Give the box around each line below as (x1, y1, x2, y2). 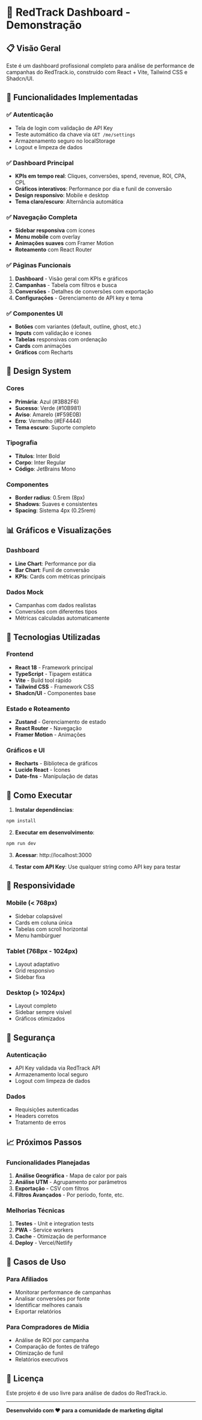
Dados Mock (6, 588, 44, 596)
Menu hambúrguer (14, 931, 61, 939)
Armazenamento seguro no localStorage (14, 137, 115, 144)
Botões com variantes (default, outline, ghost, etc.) (14, 323, 141, 330)
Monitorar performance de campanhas (14, 1288, 111, 1296)
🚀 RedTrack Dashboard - (6, 5, 131, 19)
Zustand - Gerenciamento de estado (14, 718, 106, 725)
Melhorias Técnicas (6, 1206, 65, 1215)
